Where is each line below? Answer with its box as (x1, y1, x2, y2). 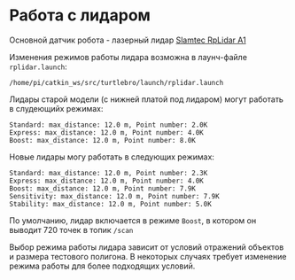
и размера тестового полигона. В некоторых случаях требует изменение (9, 251, 287, 261)
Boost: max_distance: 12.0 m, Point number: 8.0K (9, 136, 197, 144)
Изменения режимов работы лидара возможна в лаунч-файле (9, 51, 248, 62)
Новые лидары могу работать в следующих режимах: (9, 152, 215, 162)
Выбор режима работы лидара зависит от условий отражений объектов (9, 241, 284, 253)
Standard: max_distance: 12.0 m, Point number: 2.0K (9, 121, 208, 129)
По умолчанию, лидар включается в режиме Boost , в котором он (9, 214, 257, 226)
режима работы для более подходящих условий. (9, 261, 196, 271)
